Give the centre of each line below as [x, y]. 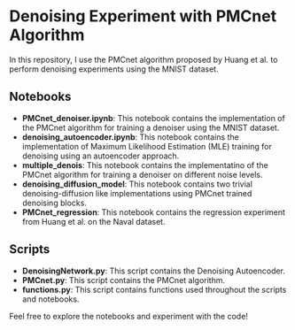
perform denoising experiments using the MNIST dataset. [114, 69]
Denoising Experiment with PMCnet [143, 16]
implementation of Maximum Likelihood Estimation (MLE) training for [147, 146]
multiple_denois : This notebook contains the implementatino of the [145, 165]
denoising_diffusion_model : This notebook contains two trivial [137, 184]
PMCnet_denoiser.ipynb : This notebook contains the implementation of [153, 118]
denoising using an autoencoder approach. [101, 156]
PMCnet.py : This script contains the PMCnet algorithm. [124, 280]
